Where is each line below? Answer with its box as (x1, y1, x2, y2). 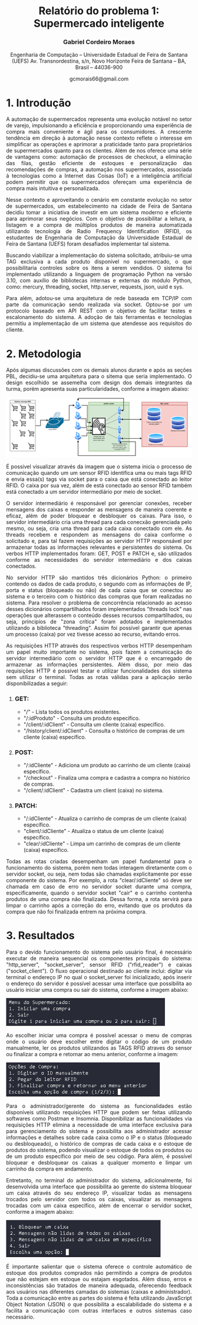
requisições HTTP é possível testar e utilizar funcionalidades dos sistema (6, 667, 192, 674)
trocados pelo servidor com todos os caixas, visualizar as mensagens (6, 1196, 192, 1203)
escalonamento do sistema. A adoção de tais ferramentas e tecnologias (6, 314, 192, 321)
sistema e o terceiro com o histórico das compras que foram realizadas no (6, 593, 192, 600)
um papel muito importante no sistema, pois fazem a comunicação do (6, 648, 192, 655)
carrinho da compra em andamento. (6, 1165, 94, 1173)
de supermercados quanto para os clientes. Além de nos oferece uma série (6, 147, 192, 155)
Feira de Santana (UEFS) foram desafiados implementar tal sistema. (6, 240, 171, 247)
